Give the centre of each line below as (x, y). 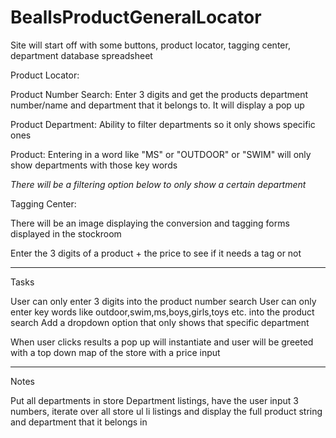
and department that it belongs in (79, 422)
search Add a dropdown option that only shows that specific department (160, 322)
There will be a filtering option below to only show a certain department (158, 184)
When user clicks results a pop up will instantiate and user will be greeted (162, 342)
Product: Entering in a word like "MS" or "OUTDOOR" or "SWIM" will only (161, 154)
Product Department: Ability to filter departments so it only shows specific (163, 124)
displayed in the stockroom (66, 233)
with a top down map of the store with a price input (115, 352)
